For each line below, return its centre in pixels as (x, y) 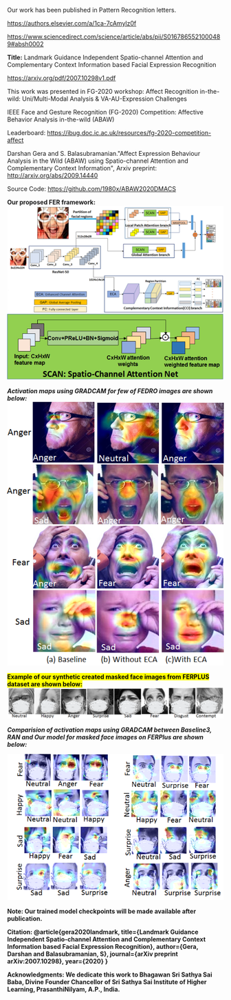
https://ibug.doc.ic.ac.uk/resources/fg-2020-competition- (129, 133)
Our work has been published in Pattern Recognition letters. (92, 10)
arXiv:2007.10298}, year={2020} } (58, 961)
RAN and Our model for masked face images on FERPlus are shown (106, 737)
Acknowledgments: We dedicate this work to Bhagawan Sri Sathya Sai (110, 974)
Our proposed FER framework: (52, 202)
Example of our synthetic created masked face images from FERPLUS (108, 677)
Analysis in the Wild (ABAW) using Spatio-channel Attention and (98, 161)
